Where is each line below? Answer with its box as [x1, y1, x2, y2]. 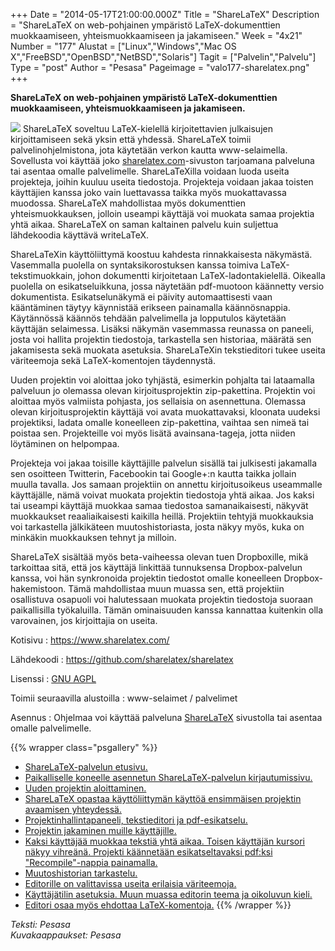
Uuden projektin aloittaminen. [24, 782, 147, 794]
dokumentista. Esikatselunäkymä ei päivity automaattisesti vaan [10, 291, 273, 303]
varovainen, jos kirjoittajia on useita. [10, 615, 158, 626]
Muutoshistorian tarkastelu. [24, 867, 138, 879]
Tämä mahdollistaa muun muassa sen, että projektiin [68, 583, 285, 594]
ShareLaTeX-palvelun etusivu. [24, 761, 148, 773]
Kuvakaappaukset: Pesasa [10, 929, 122, 941]
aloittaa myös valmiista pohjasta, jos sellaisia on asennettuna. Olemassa [10, 395, 307, 407]
